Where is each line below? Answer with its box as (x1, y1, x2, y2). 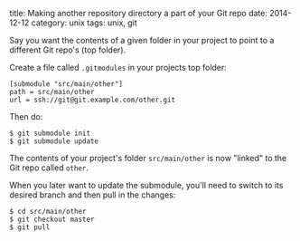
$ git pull (9, 223, 51, 232)
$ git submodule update (9, 137, 99, 146)
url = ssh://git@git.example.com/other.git (9, 95, 176, 104)
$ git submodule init (9, 129, 91, 138)
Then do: (9, 111, 43, 121)
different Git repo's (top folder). (9, 44, 127, 55)
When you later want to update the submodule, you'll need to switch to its (9, 180, 284, 190)
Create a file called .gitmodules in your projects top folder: (9, 63, 228, 72)
